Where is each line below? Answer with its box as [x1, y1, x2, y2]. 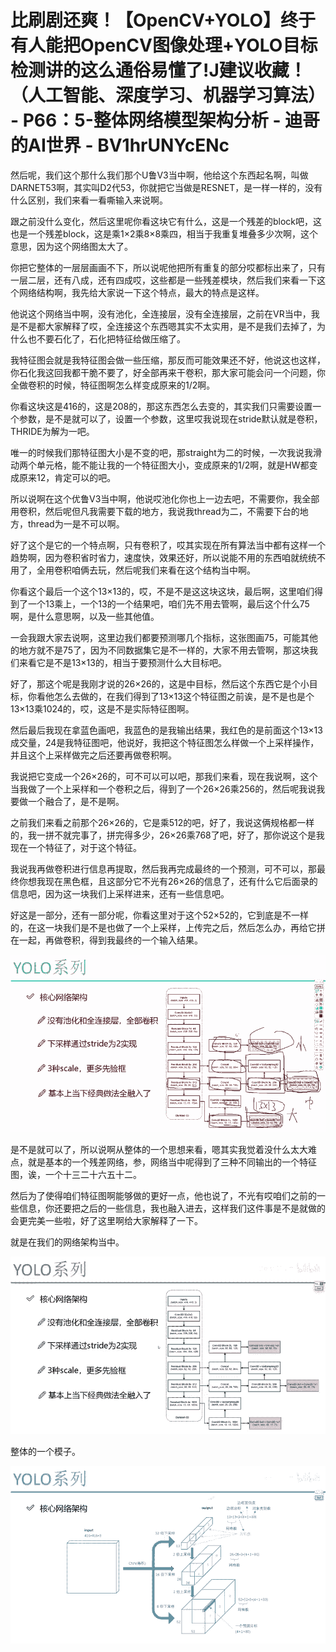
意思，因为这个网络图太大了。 [10, 240, 133, 252]
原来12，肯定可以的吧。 [18, 471, 117, 483]
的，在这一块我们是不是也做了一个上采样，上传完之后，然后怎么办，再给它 [10, 921, 317, 933]
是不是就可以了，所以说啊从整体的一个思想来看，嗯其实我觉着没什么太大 [10, 1143, 308, 1155]
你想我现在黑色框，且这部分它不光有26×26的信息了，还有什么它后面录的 [18, 875, 318, 887]
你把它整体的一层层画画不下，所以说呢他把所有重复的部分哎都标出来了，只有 [10, 261, 326, 273]
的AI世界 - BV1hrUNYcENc [10, 134, 230, 157]
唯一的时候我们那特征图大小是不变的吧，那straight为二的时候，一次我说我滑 [10, 446, 322, 458]
